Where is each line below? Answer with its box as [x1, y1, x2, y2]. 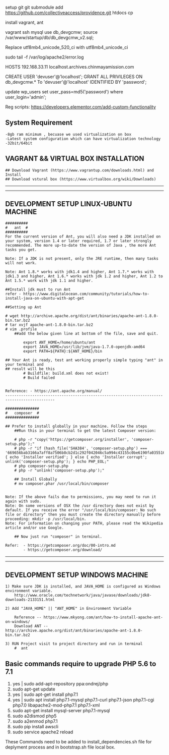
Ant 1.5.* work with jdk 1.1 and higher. [5, 278, 94, 283]
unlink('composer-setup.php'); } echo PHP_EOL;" [5, 459, 109, 464]
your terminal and [5, 362, 44, 367]
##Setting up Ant [5, 305, 42, 310]
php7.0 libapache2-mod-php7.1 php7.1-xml [12, 702, 100, 708]
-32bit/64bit [5, 141, 33, 146]
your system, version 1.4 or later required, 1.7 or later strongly [5, 239, 152, 244]
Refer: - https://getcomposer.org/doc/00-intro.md [5, 543, 116, 548]
